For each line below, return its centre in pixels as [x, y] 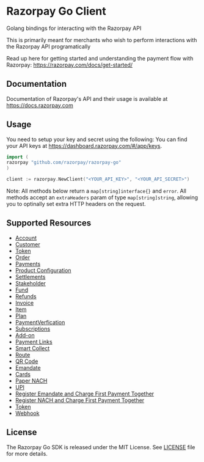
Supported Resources [49, 223]
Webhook [27, 413]
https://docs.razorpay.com [40, 105]
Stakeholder [30, 283]
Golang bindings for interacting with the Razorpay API [74, 28]
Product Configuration [43, 270]
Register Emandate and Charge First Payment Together [85, 394]
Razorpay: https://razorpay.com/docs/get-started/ [70, 65]
